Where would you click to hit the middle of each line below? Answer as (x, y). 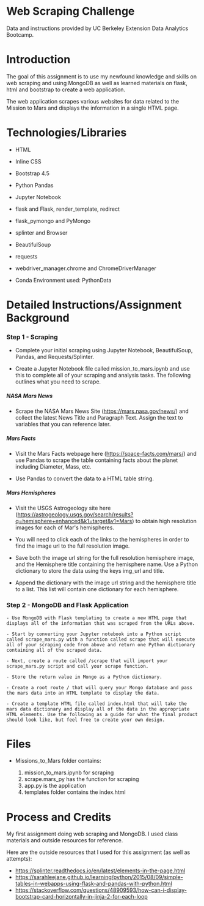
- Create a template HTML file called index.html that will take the (97, 704)
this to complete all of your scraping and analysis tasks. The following (103, 376)
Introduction (38, 60)
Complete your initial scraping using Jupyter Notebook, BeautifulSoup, (104, 350)
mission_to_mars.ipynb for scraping (69, 772)
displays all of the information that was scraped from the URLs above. (101, 623)
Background (38, 318)
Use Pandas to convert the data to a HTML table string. (85, 478)
